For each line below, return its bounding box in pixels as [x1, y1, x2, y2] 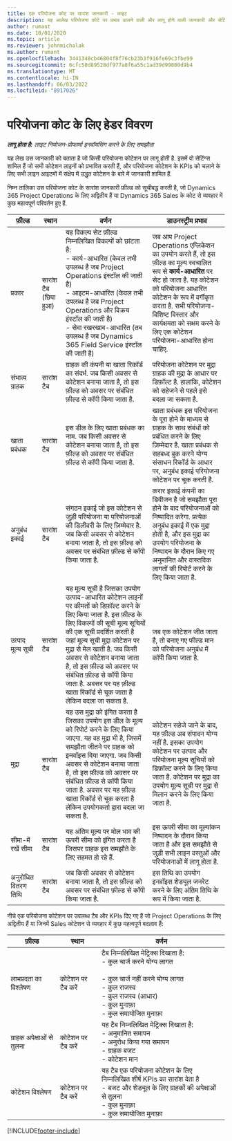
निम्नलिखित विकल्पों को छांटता [65, 236, 140, 246]
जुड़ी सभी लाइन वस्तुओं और [152, 848, 221, 858]
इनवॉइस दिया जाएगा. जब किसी [65, 751, 142, 761]
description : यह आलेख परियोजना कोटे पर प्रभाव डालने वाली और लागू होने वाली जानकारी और [7, 17, 215, 24]
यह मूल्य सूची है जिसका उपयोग [65, 584, 141, 593]
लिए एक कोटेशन [152, 327, 193, 337]
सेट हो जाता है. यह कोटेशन [152, 275, 219, 285]
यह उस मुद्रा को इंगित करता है [65, 707, 138, 717]
